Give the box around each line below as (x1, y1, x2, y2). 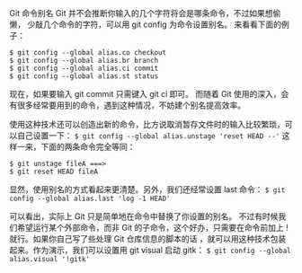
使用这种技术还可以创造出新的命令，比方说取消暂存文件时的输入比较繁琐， (9, 119, 285, 129)
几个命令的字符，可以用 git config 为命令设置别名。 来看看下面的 (42, 19, 282, 30)
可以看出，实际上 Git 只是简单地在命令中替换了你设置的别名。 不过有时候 (9, 211, 279, 222)
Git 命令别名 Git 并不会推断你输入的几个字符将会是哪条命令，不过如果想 (9, 8, 273, 18)
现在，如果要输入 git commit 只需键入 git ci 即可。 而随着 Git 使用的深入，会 (9, 89, 289, 99)
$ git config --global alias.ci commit (9, 64, 159, 73)
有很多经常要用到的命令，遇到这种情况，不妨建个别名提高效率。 (9, 100, 245, 110)
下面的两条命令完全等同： (40, 142, 136, 152)
